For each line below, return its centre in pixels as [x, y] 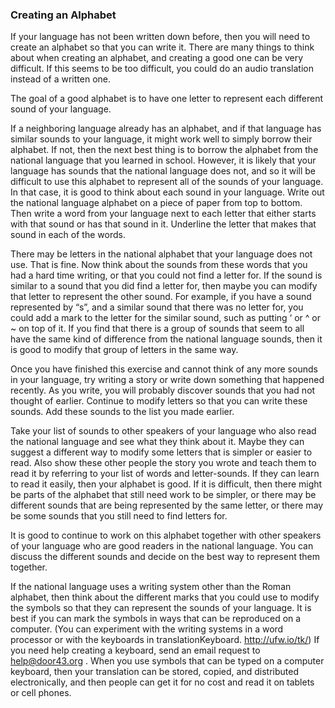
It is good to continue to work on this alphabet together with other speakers [166, 535]
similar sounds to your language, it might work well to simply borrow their [161, 139]
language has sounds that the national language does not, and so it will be [163, 171]
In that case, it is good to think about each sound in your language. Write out [167, 192]
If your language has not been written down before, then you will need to [160, 37]
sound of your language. [61, 109]
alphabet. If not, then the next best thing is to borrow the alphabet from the [164, 150]
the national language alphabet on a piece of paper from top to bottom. [156, 203]
